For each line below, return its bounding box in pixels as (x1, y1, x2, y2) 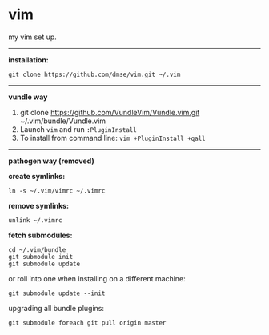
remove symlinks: (8, 201, 70, 210)
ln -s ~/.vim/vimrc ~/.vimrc (8, 186, 106, 195)
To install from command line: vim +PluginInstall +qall (19, 133, 206, 142)
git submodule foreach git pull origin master (8, 318, 167, 327)
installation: (8, 54, 50, 65)
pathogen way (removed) (8, 156, 94, 166)
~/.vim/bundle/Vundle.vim (19, 116, 106, 126)
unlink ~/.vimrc (8, 216, 62, 225)
